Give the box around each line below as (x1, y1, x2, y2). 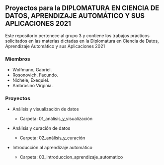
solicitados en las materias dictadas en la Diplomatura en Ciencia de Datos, (5, 38, 159, 44)
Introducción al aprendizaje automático (12, 145, 93, 151)
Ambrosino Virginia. (12, 83, 53, 89)
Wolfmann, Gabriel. (12, 67, 52, 73)
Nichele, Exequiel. (12, 77, 50, 83)
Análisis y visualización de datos (12, 106, 79, 112)
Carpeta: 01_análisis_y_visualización (19, 116, 93, 122)
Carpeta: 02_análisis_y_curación (19, 135, 85, 141)
